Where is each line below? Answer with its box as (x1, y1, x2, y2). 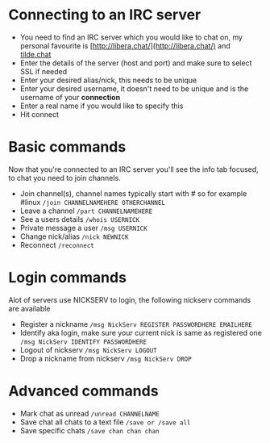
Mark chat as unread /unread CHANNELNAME (19, 408, 160, 418)
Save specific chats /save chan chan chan (19, 425, 160, 435)
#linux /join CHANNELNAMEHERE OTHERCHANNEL (19, 197, 165, 207)
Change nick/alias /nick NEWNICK (19, 232, 129, 241)
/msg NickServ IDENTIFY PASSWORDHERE (19, 337, 147, 346)
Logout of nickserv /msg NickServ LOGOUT (19, 345, 157, 354)
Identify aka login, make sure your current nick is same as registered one (19, 328, 263, 337)
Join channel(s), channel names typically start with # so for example (19, 188, 247, 199)
